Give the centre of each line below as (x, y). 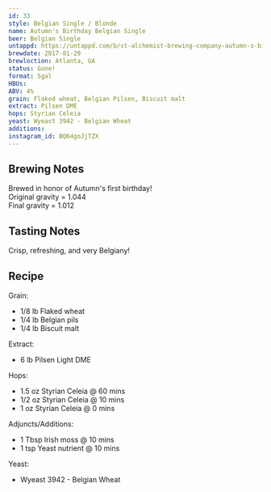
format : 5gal (30, 76)
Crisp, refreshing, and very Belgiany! (69, 251)
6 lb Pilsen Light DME (55, 360)
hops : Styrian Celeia (45, 114)
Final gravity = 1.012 (42, 206)
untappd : (23, 46)
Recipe (26, 276)
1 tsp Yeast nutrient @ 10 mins (70, 448)
